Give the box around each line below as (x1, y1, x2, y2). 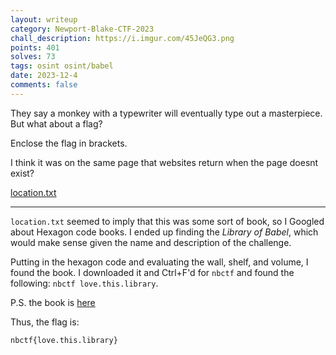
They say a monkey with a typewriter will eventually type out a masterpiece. (10, 107, 323, 119)
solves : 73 (10, 52, 56, 62)
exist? (10, 167, 35, 179)
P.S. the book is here (10, 296, 96, 308)
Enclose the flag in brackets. (10, 137, 128, 149)
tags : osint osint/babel (10, 61, 114, 71)
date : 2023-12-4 (10, 71, 78, 81)
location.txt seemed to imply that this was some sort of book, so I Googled (10, 215, 325, 227)
